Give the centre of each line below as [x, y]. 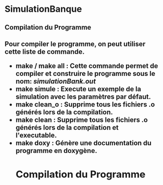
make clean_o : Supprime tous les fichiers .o [85, 104]
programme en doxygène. [56, 151]
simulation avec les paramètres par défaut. [83, 96]
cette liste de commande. [45, 52]
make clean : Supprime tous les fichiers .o [82, 120]
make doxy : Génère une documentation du [83, 143]
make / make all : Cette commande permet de [87, 66]
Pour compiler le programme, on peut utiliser [75, 44]
